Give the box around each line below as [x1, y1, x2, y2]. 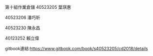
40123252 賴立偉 [5, 36, 40, 41]
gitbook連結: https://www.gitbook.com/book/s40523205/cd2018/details [5, 46, 148, 51]
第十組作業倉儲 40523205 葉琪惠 [5, 4, 71, 10]
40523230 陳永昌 [5, 25, 40, 31]
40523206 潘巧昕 [5, 15, 40, 20]
